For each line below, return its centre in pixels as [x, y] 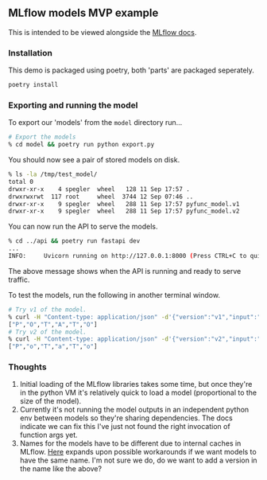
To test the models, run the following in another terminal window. [114, 295]
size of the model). [50, 401]
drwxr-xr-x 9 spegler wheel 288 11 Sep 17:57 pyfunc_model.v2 [124, 211]
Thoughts [27, 367]
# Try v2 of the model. [48, 332]
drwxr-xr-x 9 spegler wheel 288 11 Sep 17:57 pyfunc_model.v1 [124, 204]
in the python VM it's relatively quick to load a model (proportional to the [138, 392]
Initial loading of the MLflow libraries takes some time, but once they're [136, 384]
